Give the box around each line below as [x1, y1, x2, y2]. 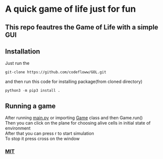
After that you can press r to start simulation [5, 130, 94, 136]
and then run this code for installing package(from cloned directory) [5, 79, 143, 84]
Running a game [5, 102, 56, 110]
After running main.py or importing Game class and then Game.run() [5, 114, 143, 121]
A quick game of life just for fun [5, 3, 136, 15]
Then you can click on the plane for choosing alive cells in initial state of [5, 120, 151, 126]
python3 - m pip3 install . [5, 88, 60, 93]
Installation [5, 47, 40, 55]
